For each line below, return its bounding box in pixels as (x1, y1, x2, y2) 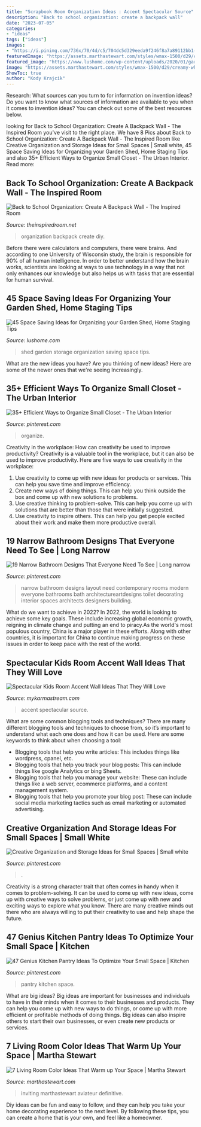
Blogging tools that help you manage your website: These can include (14, 774, 187, 781)
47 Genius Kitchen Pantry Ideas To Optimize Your (6, 932, 194, 942)
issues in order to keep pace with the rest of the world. (6, 641, 141, 648)
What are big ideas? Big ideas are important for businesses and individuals (6, 992, 190, 999)
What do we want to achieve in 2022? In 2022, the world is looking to (6, 608, 177, 616)
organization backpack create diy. (20, 233, 105, 240)
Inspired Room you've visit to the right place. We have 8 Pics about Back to (6, 129, 191, 136)
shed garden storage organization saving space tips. (20, 348, 151, 355)
